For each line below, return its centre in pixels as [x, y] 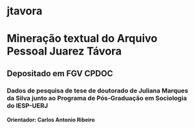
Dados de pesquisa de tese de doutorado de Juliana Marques [98, 90]
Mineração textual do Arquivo [82, 39]
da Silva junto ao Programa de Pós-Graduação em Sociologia [97, 98]
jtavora [25, 11]
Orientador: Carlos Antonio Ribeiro [51, 120]
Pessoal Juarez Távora [64, 51]
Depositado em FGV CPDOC [60, 73]
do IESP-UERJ [28, 105]
